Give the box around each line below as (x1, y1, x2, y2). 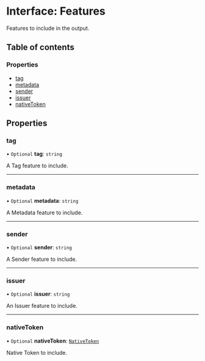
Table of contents (6, 42, 74, 53)
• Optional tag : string (6, 150, 63, 158)
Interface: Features (6, 4, 106, 18)
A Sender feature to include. (6, 255, 77, 263)
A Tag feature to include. (6, 162, 68, 169)
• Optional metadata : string (6, 197, 79, 204)
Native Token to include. (6, 349, 68, 356)
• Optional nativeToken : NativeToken (6, 337, 99, 345)
